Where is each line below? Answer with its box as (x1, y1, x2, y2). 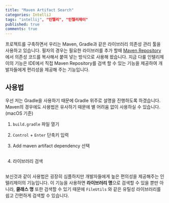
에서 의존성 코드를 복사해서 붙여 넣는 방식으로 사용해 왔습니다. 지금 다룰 (5, 54, 147, 60)
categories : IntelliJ (5, 12, 51, 17)
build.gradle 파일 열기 (12, 121, 60, 127)
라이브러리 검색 (12, 158, 43, 164)
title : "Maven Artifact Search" (5, 7, 74, 13)
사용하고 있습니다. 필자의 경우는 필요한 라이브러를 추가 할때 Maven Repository (5, 47, 161, 54)
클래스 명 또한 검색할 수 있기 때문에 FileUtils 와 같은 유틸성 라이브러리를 (16, 186, 161, 192)
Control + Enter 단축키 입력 (12, 132, 69, 138)
